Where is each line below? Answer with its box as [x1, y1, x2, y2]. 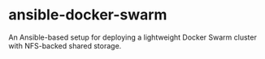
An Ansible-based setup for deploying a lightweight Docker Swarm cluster [8, 32, 258, 42]
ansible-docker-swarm [8, 6, 167, 24]
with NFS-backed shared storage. [8, 40, 122, 50]
